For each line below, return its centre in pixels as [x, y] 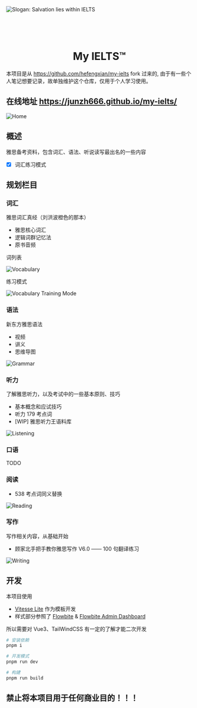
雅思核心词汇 [30, 230]
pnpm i [14, 646]
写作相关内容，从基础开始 [37, 536]
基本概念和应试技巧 [38, 406]
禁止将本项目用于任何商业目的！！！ [72, 698]
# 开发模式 [18, 656]
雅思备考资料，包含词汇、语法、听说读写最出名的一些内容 [76, 151]
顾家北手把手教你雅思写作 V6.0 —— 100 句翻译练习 [77, 549]
